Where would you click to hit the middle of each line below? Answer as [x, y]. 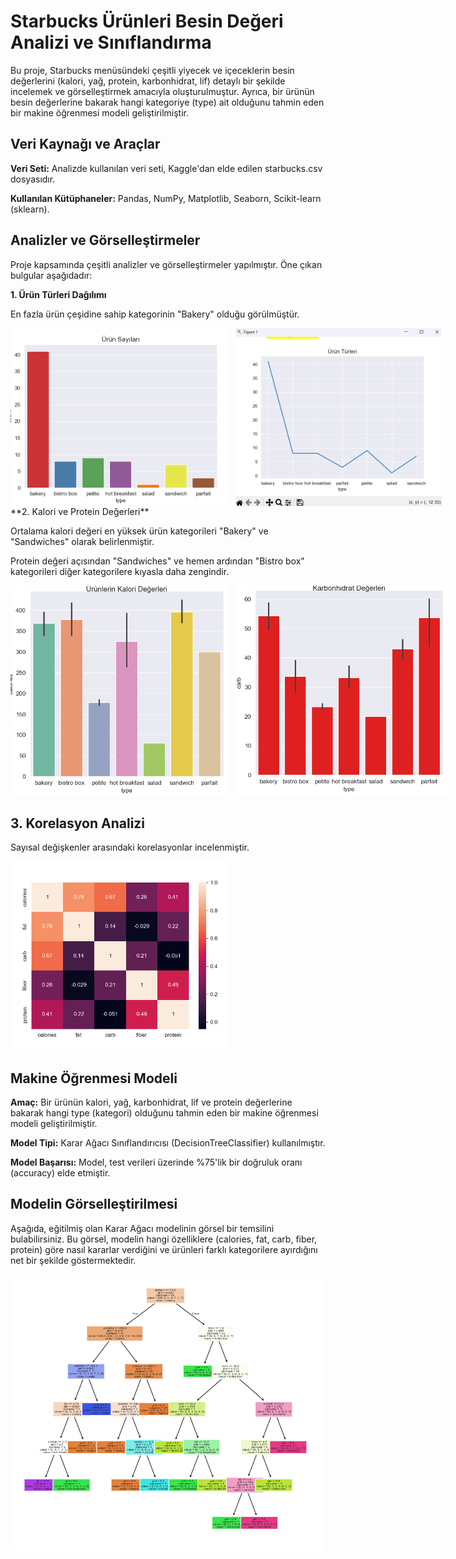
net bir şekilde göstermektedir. [73, 1260]
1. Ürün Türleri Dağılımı [58, 294]
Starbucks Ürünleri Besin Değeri [147, 21]
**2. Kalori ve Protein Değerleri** [80, 512]
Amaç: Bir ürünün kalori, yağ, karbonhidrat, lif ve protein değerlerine [151, 1102]
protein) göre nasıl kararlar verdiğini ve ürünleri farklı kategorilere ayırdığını [164, 1249]
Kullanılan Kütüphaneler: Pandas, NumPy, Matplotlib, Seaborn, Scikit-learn [166, 198]
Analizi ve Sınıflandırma [111, 42]
